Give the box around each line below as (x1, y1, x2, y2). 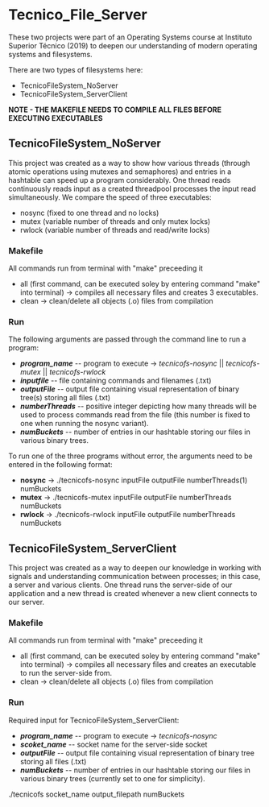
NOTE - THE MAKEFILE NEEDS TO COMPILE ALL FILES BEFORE (8, 105, 221, 114)
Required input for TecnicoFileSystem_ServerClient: (8, 715, 180, 725)
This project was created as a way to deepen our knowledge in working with (8, 563, 262, 573)
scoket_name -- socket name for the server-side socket (19, 739, 208, 749)
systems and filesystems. (8, 49, 93, 59)
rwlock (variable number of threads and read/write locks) (19, 225, 210, 234)
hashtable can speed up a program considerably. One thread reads (8, 175, 231, 184)
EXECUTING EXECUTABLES (8, 113, 103, 122)
